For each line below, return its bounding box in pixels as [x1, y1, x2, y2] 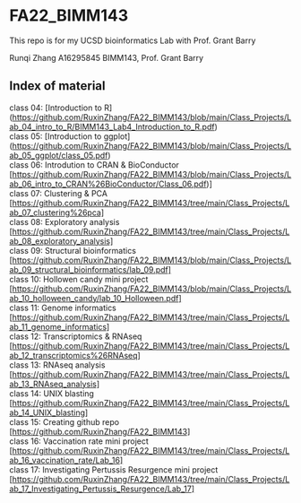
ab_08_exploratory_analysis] [9, 235, 114, 247]
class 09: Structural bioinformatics [9, 245, 137, 256]
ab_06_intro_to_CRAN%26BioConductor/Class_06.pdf [9, 178, 207, 189]
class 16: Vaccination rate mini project [9, 436, 150, 447]
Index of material [9, 78, 106, 94]
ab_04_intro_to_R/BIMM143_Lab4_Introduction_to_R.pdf [9, 121, 215, 132]
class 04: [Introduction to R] [9, 102, 113, 113]
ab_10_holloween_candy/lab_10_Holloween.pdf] [9, 292, 182, 303]
